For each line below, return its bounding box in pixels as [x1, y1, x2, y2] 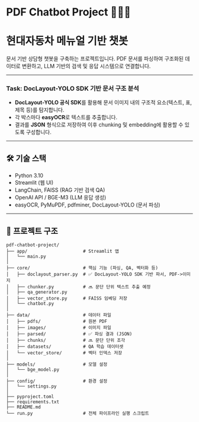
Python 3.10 [14, 172, 43, 179]
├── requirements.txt [6, 399, 60, 405]
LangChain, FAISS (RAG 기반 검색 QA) [14, 186, 105, 193]
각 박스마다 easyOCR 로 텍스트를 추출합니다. [14, 114, 118, 121]
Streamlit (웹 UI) [14, 179, 54, 186]
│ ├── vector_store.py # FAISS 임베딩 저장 [6, 296, 127, 302]
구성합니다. [25, 129, 52, 136]
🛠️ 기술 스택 [6, 153, 46, 163]
